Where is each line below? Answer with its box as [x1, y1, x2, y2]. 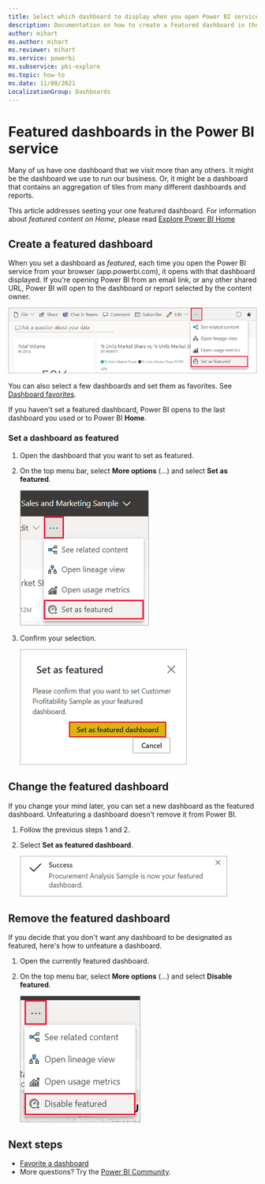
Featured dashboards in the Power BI [8, 122, 255, 141]
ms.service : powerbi [8, 55, 77, 62]
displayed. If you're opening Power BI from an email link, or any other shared [8, 275, 257, 284]
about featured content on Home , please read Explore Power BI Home [8, 214, 235, 224]
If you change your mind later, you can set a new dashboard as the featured [8, 801, 255, 810]
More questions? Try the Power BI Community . [19, 1167, 171, 1177]
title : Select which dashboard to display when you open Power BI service [8, 13, 259, 21]
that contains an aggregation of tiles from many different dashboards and [8, 182, 247, 192]
